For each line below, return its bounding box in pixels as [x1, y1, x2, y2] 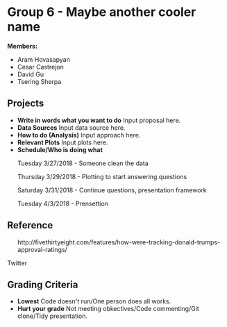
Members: [7, 42, 38, 50]
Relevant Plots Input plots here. [17, 138, 109, 146]
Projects [7, 98, 44, 110]
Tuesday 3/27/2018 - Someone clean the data [17, 159, 149, 167]
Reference [7, 219, 53, 231]
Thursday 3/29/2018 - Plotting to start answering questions [17, 172, 187, 181]
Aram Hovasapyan [17, 55, 71, 63]
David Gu [17, 70, 44, 78]
